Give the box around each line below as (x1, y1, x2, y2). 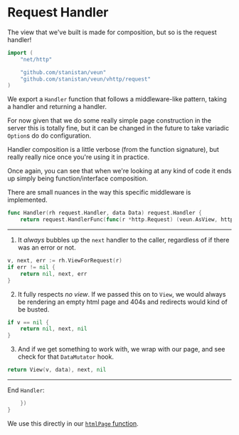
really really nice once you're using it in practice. (7, 153, 150, 161)
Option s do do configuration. (7, 131, 91, 140)
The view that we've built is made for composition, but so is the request (7, 28, 217, 36)
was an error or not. (17, 243, 76, 252)
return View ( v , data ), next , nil (7, 367, 107, 374)
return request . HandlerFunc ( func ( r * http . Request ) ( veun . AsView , (20, 216, 218, 223)
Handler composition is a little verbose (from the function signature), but (7, 145, 219, 154)
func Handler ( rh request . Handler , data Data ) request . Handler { (7, 210, 202, 217)
